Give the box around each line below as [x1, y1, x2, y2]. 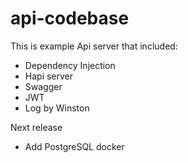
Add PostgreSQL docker [24, 140, 125, 152]
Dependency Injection [24, 59, 116, 71]
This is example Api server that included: [10, 40, 178, 52]
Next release [10, 121, 63, 133]
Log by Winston [24, 102, 90, 114]
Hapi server [24, 70, 74, 82]
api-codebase [10, 7, 130, 30]
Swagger [24, 80, 63, 92]
